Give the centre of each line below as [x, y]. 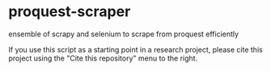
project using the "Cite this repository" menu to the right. [103, 58]
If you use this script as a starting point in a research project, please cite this [135, 49]
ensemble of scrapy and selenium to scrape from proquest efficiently [124, 34]
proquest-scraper [70, 12]
